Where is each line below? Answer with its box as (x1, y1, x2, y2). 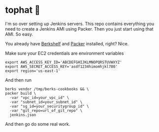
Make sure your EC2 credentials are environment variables (5, 50, 124, 56)
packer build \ (5, 91, 36, 96)
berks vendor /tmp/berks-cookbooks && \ (5, 86, 90, 92)
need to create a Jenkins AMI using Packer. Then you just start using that (5, 26, 154, 32)
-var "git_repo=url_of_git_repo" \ (9, 108, 83, 113)
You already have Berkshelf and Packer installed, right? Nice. (5, 40, 129, 46)
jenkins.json (9, 112, 36, 117)
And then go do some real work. (5, 121, 70, 127)
